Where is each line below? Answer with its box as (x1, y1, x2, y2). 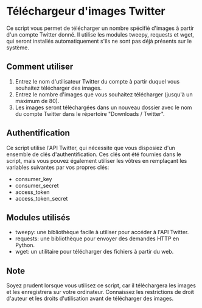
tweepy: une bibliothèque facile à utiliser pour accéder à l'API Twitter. (15, 229, 189, 236)
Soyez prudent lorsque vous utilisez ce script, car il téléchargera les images (6, 282, 197, 289)
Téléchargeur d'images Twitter (6, 4, 165, 18)
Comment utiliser (6, 62, 74, 72)
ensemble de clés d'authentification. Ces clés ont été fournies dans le (6, 151, 181, 158)
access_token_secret (15, 195, 68, 202)
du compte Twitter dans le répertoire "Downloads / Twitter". (15, 110, 165, 117)
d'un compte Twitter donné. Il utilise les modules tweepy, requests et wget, (6, 30, 195, 38)
